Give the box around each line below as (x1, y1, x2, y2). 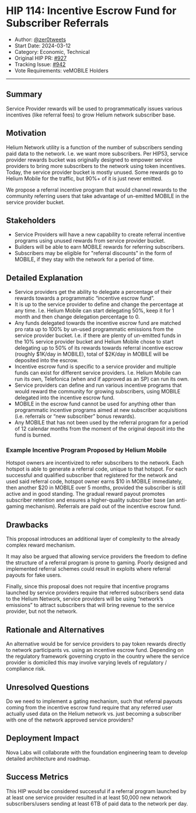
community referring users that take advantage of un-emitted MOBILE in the (6, 192, 190, 200)
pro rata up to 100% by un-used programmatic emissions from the (14, 326, 174, 333)
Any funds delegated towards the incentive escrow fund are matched (14, 320, 181, 327)
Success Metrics (6, 772, 69, 782)
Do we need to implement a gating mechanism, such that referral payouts (6, 698, 183, 705)
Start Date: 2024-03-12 (14, 42, 71, 49)
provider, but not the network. (6, 608, 78, 615)
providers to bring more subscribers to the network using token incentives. (6, 162, 186, 169)
